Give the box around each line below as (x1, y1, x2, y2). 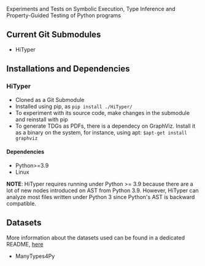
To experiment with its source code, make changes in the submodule (15, 109, 190, 116)
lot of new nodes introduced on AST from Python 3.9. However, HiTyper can (6, 187, 199, 194)
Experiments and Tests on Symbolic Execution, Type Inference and (6, 6, 176, 12)
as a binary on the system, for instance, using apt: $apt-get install (15, 128, 187, 136)
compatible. (6, 200, 37, 207)
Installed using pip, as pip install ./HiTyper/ (15, 103, 133, 110)
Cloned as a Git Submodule (15, 96, 85, 103)
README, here (6, 240, 44, 248)
